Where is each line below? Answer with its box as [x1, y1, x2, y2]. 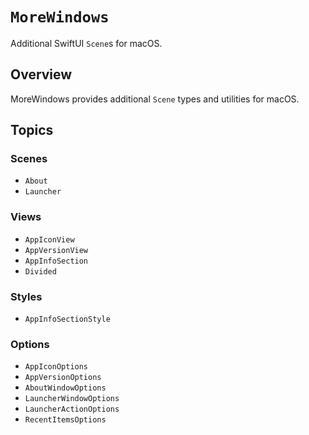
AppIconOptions [24, 362, 89, 372]
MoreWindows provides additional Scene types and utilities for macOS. [10, 93, 300, 105]
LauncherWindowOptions [24, 394, 120, 404]
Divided [24, 266, 57, 277]
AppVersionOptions [24, 373, 102, 383]
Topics [10, 122, 54, 139]
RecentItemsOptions [24, 415, 107, 425]
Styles [10, 289, 43, 303]
